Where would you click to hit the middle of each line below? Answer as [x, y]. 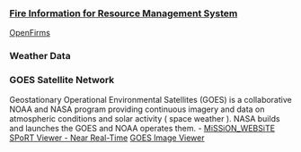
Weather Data [40, 56]
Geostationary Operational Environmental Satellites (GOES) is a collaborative [150, 99]
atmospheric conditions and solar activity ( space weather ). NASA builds [145, 118]
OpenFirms [30, 33]
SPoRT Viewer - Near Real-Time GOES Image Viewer [107, 138]
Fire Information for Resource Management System [124, 13]
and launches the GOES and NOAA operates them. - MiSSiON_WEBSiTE [142, 128]
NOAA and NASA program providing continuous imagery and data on [137, 109]
